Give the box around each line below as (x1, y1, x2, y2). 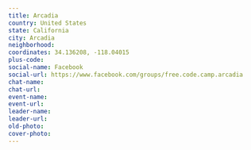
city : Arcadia (8, 33, 56, 42)
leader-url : (8, 115, 48, 123)
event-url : (8, 100, 44, 108)
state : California (8, 26, 69, 34)
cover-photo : (8, 129, 52, 137)
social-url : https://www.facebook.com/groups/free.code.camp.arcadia (8, 71, 244, 79)
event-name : (8, 93, 48, 101)
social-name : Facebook (8, 63, 83, 71)
